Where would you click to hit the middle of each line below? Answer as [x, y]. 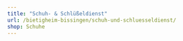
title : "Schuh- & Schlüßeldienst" [58, 14]
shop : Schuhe [26, 26]
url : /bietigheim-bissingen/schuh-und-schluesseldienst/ [92, 20]
